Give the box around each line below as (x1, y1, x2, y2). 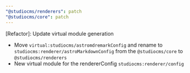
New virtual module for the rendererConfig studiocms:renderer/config (13, 60, 184, 67)
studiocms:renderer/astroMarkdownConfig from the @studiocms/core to (13, 47, 183, 54)
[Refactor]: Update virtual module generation (5, 30, 114, 37)
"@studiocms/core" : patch (5, 14, 69, 20)
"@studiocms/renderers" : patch (5, 8, 82, 15)
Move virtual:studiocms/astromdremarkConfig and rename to (13, 41, 163, 48)
